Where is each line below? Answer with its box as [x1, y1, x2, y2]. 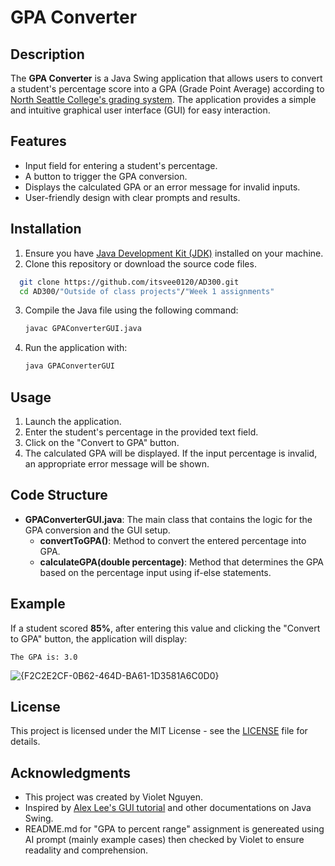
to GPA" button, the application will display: [10, 632, 188, 645]
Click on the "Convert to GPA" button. [24, 436, 180, 448]
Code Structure [10, 487, 108, 504]
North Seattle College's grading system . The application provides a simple [10, 94, 317, 105]
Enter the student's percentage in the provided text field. [24, 426, 259, 438]
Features [10, 133, 67, 150]
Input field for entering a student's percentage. [24, 159, 218, 171]
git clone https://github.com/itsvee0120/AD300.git [19, 277, 240, 287]
